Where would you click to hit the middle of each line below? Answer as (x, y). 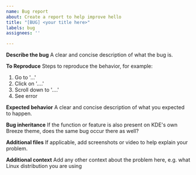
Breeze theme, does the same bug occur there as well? (73, 131)
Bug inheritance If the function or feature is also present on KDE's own (92, 125)
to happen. (19, 114)
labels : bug (20, 28)
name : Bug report (27, 11)
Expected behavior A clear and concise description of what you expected (95, 107)
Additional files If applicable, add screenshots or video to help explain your (97, 142)
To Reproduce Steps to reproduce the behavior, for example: (80, 66)
